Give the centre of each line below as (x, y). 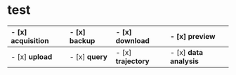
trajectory (132, 61)
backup (82, 40)
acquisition (30, 40)
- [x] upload (32, 56)
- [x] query (88, 56)
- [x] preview (192, 36)
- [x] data (186, 52)
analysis (184, 61)
